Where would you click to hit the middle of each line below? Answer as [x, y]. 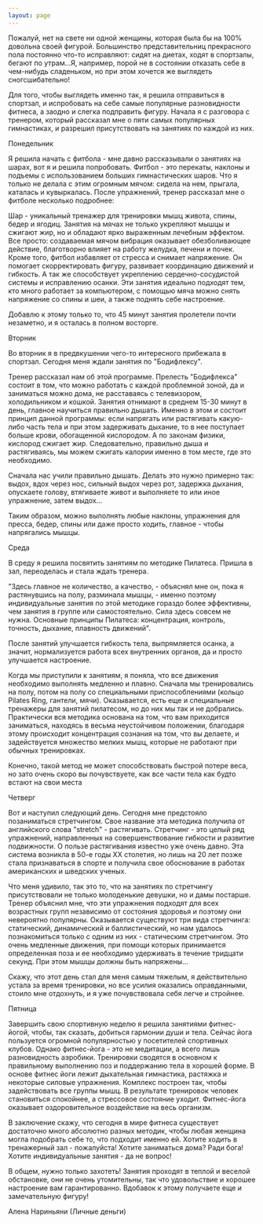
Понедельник [31, 143]
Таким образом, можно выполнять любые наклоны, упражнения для [124, 515]
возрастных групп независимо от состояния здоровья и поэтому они [125, 911]
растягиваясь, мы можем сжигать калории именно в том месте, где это [130, 452]
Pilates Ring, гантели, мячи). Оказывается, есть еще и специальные [122, 700]
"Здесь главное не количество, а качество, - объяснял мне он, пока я [126, 586]
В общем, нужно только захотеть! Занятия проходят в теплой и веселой [129, 1171]
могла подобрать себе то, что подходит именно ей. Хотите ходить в [123, 1139]
